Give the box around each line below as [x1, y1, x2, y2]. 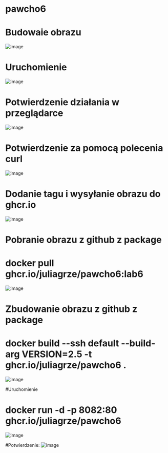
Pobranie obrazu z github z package [5, 234, 162, 246]
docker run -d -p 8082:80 [5, 404, 117, 416]
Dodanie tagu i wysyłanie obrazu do [5, 188, 161, 200]
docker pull [5, 258, 54, 269]
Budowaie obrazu [5, 27, 81, 38]
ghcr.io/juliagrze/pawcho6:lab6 [5, 268, 143, 280]
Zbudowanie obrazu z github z [5, 303, 138, 315]
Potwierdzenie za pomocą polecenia [5, 142, 163, 154]
